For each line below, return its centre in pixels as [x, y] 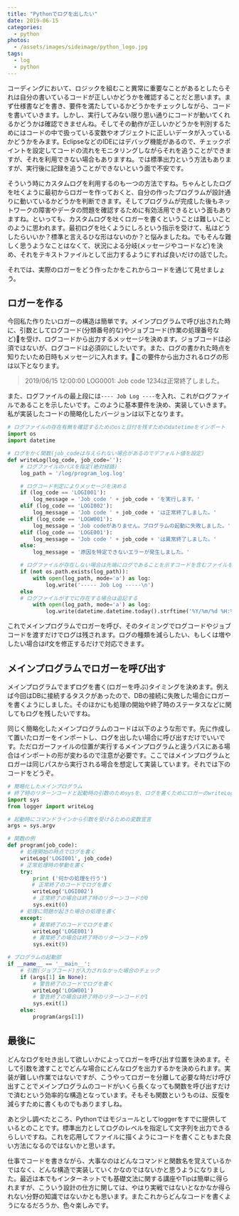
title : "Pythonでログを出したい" [53, 14]
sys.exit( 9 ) [51, 945]
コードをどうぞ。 [32, 773]
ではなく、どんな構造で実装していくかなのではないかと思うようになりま [113, 1169]
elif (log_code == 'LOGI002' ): [67, 506]
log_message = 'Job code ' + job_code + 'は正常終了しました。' [125, 513]
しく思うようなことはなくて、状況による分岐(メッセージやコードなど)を [112, 245]
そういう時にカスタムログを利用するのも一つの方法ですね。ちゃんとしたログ [119, 183]
